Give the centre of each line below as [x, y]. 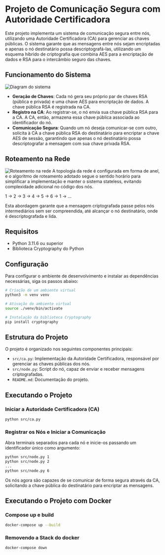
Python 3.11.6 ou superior [38, 243]
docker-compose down [26, 548]
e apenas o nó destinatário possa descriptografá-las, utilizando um [73, 49]
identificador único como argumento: [43, 448]
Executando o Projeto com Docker [58, 501]
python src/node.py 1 [27, 457]
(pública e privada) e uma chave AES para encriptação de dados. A [81, 102]
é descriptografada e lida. [31, 216]
